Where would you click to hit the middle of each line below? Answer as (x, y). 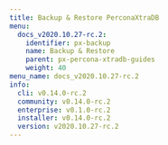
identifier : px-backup (68, 43)
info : (19, 85)
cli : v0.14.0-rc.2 (52, 93)
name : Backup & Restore (70, 51)
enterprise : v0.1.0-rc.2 (64, 110)
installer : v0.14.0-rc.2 (64, 118)
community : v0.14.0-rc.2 (64, 101)
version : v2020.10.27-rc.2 (68, 127)
